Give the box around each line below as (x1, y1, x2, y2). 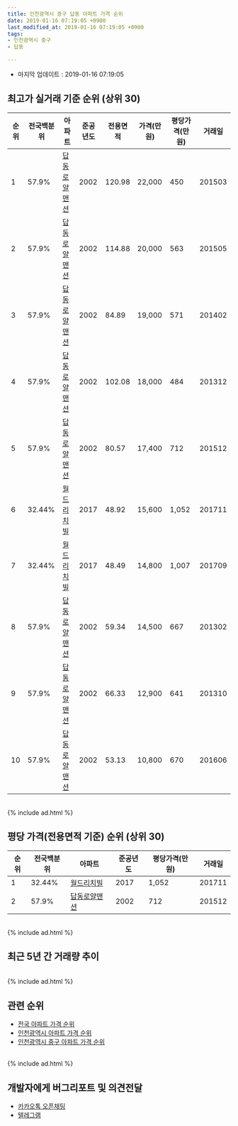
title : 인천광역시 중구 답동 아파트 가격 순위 (7, 10, 123, 18)
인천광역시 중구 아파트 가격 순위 (17, 1038, 105, 1046)
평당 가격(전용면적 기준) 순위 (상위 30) (7, 830, 165, 843)
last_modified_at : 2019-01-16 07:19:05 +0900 (7, 23, 144, 31)
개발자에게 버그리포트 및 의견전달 (7, 1081, 143, 1094)
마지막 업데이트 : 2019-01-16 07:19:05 (17, 70, 124, 78)
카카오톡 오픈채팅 (17, 1102, 66, 1110)
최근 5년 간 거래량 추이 (7, 951, 99, 963)
